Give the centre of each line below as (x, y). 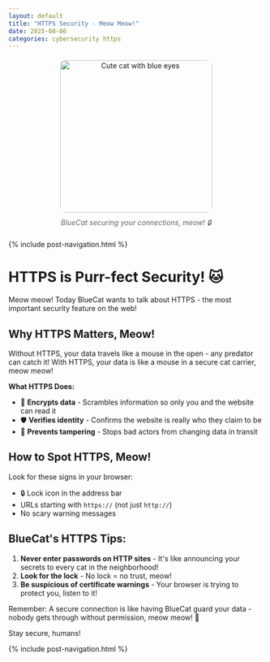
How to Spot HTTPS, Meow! (80, 457)
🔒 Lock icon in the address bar (71, 493)
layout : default (36, 16)
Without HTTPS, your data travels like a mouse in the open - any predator (131, 353)
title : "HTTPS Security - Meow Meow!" (74, 24)
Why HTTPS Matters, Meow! (82, 334)
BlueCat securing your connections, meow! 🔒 (136, 223)
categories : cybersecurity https (65, 39)
